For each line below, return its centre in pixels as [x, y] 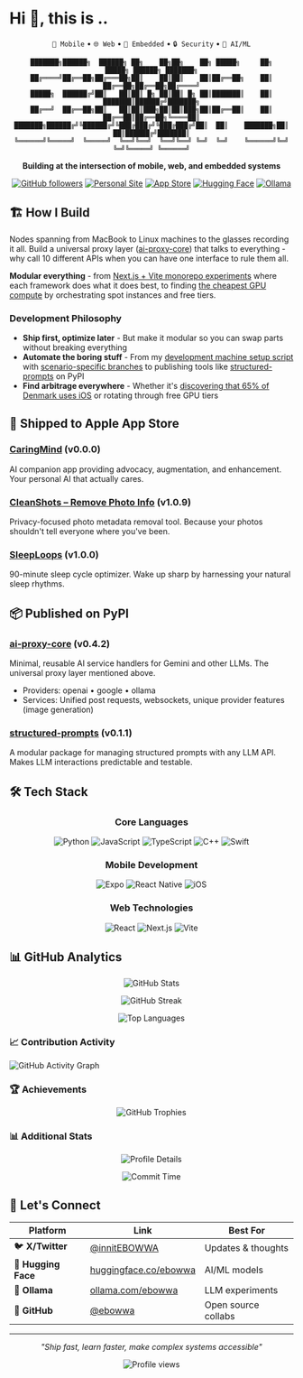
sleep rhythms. [37, 584]
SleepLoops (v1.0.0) [54, 554]
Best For [247, 1231]
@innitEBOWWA [124, 1247]
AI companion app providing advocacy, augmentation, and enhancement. [146, 469]
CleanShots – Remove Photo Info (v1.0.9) [101, 502]
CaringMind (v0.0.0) [55, 449]
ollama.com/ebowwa [134, 1290]
